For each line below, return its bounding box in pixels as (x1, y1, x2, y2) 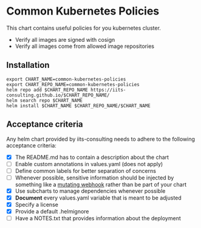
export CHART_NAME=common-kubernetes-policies (6, 76, 126, 82)
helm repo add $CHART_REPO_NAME (6, 87, 88, 93)
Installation (6, 60, 50, 70)
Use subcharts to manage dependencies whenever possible (15, 187, 166, 195)
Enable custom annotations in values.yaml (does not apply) (15, 160, 163, 167)
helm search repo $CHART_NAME (6, 97, 83, 104)
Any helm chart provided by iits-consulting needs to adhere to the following (6, 135, 196, 142)
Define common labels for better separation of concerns (15, 167, 157, 174)
